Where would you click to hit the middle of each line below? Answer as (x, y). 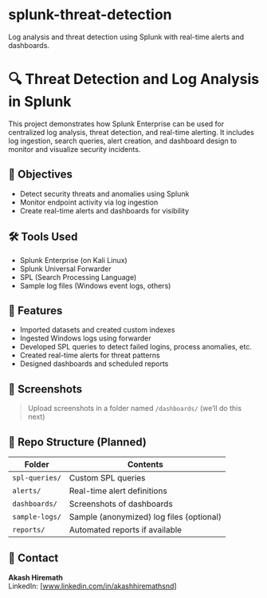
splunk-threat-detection (90, 15)
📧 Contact (33, 558)
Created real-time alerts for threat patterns (90, 355)
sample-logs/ (37, 516)
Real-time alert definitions (118, 491)
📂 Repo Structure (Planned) (78, 442)
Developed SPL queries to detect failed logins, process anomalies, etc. (136, 347)
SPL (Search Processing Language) (78, 277)
